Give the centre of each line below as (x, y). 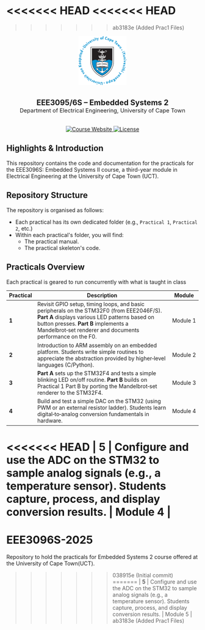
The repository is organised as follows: (55, 210)
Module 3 (184, 383)
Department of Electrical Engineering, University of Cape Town (103, 111)
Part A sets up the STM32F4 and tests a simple (97, 373)
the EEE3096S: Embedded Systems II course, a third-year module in (92, 169)
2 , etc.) (24, 228)
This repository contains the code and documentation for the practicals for (100, 163)
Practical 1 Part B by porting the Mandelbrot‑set (97, 386)
